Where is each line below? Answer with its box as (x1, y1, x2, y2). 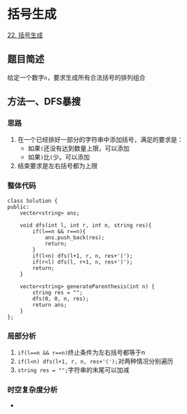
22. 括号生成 (7, 31, 43, 39)
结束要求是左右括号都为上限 (17, 162, 98, 170)
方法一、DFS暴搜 (7, 96, 81, 108)
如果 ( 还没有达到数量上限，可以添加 (27, 144, 130, 152)
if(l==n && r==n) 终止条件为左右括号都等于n (17, 348, 146, 357)
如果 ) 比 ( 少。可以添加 (27, 153, 90, 162)
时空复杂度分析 (7, 385, 58, 394)
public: (7, 204, 30, 210)
